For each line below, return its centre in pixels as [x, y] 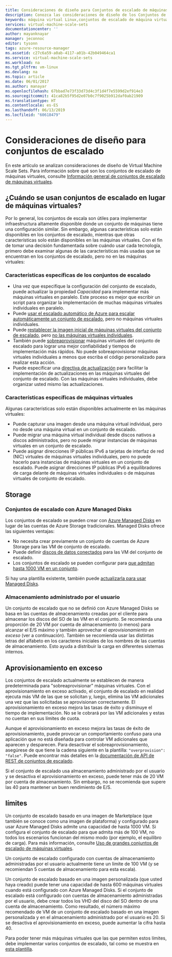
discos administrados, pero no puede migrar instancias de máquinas [85, 440]
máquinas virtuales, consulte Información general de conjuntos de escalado [85, 176]
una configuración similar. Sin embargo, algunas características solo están [84, 229]
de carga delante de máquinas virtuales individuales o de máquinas [84, 473]
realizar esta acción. [34, 362]
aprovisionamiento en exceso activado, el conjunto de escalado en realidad [85, 691]
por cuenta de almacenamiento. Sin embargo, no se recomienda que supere [85, 782]
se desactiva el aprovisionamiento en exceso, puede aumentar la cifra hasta [85, 923]
